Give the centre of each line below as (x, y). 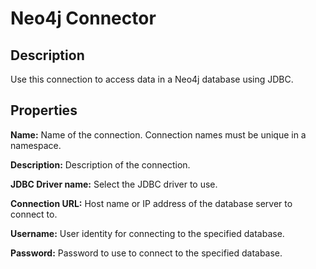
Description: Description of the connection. (100, 164)
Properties (44, 110)
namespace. (36, 145)
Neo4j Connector (83, 18)
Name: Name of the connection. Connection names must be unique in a (158, 134)
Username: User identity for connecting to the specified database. (147, 233)
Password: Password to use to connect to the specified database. (146, 253)
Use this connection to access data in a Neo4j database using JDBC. (152, 79)
